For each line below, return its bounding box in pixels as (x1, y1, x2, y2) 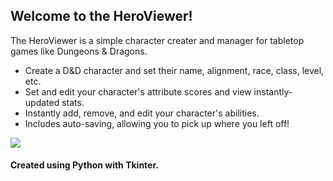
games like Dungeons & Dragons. (10, 45, 148, 57)
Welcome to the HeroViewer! (10, 8, 193, 25)
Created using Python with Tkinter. (10, 159, 159, 171)
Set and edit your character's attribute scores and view (24, 85, 252, 98)
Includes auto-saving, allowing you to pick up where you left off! (24, 117, 290, 129)
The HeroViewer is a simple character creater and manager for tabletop (10, 34, 305, 46)
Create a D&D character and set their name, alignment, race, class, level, (24, 64, 325, 76)
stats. (61, 96, 85, 108)
